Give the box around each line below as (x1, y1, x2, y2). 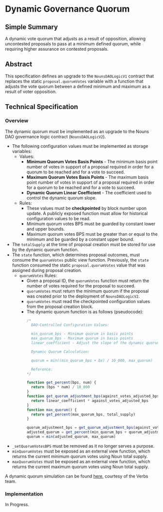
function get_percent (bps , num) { (26, 380, 97, 385)
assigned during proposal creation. (12, 267, 82, 273)
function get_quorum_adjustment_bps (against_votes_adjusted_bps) (26, 394, 162, 398)
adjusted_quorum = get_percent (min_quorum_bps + (26, 430, 127, 435)
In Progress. (5, 502, 29, 508)
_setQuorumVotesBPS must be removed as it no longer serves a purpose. (12, 443, 155, 449)
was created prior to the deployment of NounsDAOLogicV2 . (26, 293, 140, 299)
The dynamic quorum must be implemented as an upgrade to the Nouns (5, 128, 149, 134)
